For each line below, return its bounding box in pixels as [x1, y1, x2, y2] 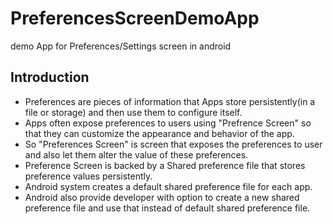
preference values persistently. [24, 170, 153, 182]
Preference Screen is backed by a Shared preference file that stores [24, 159, 306, 171]
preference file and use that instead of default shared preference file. [24, 202, 311, 214]
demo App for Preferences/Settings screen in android [10, 40, 232, 52]
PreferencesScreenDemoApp [10, 7, 260, 30]
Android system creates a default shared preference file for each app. [24, 180, 313, 192]
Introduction [10, 69, 90, 86]
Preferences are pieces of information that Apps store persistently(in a [24, 95, 316, 107]
